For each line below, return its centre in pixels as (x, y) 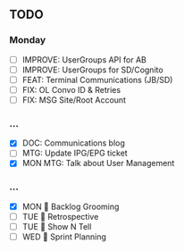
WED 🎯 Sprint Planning (64, 237)
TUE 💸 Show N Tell (57, 226)
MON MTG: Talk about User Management (98, 163)
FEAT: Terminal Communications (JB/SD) (97, 79)
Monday (28, 40)
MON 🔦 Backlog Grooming (71, 206)
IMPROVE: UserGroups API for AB (84, 59)
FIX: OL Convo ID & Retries (71, 89)
